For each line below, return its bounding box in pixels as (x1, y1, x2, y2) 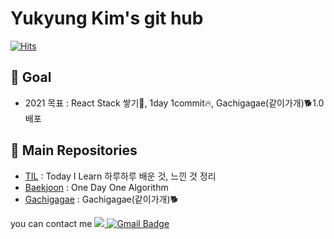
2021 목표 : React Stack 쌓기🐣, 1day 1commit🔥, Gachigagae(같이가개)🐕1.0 (24, 97, 325, 109)
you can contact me (10, 217, 93, 229)
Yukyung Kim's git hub (10, 7, 204, 30)
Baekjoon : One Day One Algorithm (24, 181, 169, 193)
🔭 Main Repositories (10, 142, 138, 159)
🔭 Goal (10, 69, 52, 86)
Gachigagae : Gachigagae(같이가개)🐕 (24, 193, 179, 205)
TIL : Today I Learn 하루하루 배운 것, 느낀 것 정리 (24, 170, 217, 182)
